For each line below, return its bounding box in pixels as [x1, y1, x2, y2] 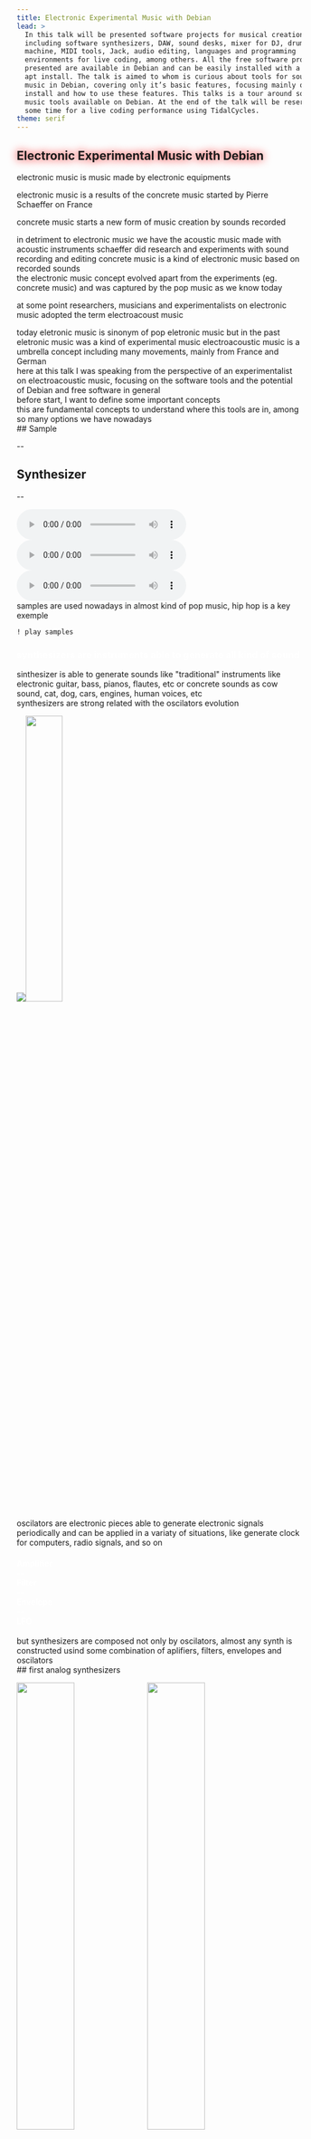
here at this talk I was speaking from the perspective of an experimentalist [16, 365, 293, 376]
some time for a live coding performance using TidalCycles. [24, 106, 260, 115]
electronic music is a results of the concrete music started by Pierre [16, 189, 269, 200]
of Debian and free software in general [16, 384, 161, 395]
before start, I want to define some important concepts [16, 394, 221, 405]
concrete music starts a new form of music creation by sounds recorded [16, 216, 286, 227]
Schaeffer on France [16, 198, 93, 209]
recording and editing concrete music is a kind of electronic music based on [16, 253, 300, 264]
